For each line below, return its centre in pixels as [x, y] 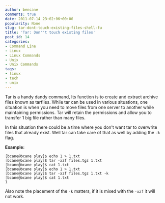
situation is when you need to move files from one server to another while [80, 107]
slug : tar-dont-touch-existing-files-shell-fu [54, 28]
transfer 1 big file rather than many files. [45, 117]
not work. [15, 196]
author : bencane [22, 10]
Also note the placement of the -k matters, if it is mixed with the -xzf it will [80, 191]
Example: [15, 147]
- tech [12, 78]
